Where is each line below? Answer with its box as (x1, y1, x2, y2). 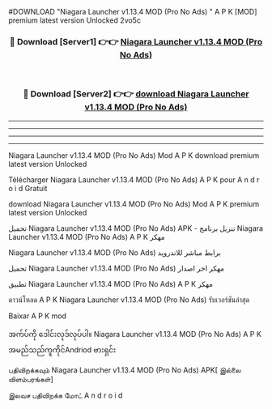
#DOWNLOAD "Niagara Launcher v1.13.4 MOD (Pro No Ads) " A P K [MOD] (8, 7, 257, 16)
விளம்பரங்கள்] (8, 374, 54, 384)
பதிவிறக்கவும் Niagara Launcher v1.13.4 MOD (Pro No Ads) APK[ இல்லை (8, 364, 241, 375)
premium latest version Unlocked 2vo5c (8, 15, 142, 25)
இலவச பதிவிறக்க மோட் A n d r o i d (8, 390, 123, 400)
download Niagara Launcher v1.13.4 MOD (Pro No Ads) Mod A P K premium (8, 198, 260, 209)
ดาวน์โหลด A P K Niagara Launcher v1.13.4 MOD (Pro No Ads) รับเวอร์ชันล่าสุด (8, 295, 249, 305)
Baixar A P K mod (8, 311, 67, 321)
